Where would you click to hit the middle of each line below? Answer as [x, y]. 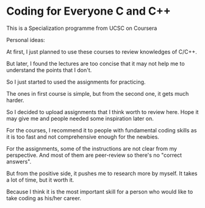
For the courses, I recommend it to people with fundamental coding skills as [102, 130]
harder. [15, 100]
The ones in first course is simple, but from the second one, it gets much [98, 93]
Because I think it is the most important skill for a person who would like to [100, 192]
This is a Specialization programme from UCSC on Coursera [82, 28]
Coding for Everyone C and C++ [88, 11]
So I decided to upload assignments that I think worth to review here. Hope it [103, 112]
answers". [19, 161]
